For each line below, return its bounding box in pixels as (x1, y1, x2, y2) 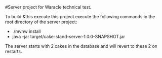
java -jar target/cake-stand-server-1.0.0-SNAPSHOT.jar (12, 34, 125, 39)
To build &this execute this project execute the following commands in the (5, 14, 156, 19)
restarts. (5, 49, 22, 54)
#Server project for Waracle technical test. (5, 4, 91, 10)
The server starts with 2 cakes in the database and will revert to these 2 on (5, 43, 158, 49)
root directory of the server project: (5, 19, 78, 25)
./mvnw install (12, 29, 41, 34)
